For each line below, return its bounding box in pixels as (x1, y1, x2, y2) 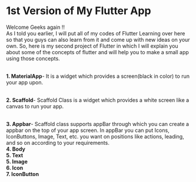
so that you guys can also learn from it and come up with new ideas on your (6, 36, 190, 43)
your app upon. (6, 78, 43, 86)
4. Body (6, 145, 25, 153)
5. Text (6, 151, 24, 158)
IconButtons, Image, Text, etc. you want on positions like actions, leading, (6, 133, 184, 140)
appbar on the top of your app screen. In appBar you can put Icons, (6, 127, 170, 134)
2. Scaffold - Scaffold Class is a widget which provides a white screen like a (6, 96, 190, 104)
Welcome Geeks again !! (6, 24, 65, 31)
